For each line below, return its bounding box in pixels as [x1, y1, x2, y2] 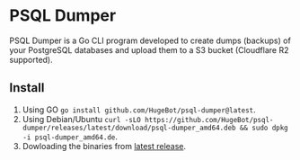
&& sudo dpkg [239, 123, 289, 132]
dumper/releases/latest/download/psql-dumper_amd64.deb [22, 123, 236, 132]
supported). [9, 54, 54, 65]
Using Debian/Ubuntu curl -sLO [22, 113, 141, 124]
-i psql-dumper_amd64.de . [22, 131, 119, 142]
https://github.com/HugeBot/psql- [145, 115, 274, 124]
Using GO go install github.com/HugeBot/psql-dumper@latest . [22, 104, 256, 115]
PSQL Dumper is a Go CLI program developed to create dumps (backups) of [9, 35, 292, 46]
